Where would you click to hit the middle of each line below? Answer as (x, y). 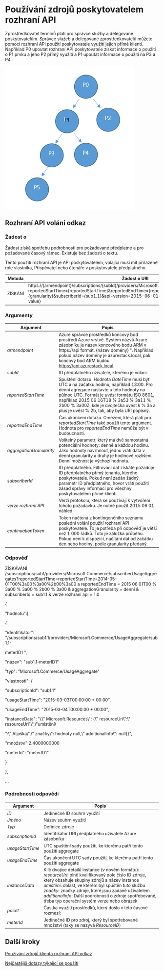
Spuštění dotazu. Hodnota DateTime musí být (104, 380)
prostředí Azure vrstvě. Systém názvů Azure (103, 339)
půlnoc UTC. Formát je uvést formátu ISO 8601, (106, 395)
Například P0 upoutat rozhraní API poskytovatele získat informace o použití (81, 49)
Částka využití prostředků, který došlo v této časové (96, 908)
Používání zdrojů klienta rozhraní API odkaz (49, 953)
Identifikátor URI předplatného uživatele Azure (90, 834)
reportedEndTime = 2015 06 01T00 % (119, 584)
